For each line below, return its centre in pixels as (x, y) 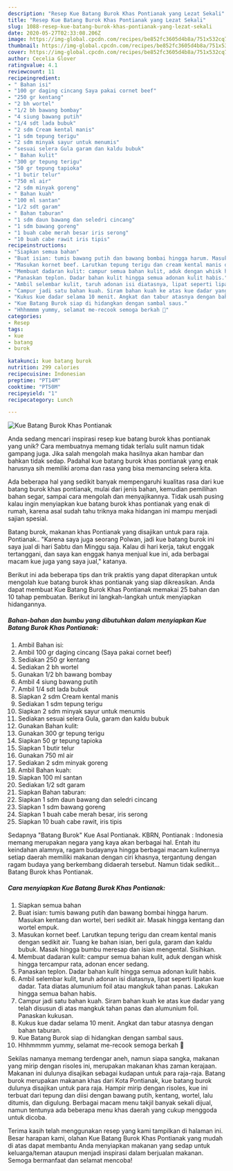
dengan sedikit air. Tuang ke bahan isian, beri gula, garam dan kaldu (115, 942)
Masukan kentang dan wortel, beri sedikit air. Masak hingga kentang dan (121, 920)
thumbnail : (24, 46)
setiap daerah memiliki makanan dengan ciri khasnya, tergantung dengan (112, 857)
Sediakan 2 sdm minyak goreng (63, 763)
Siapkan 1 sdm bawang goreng (62, 807)
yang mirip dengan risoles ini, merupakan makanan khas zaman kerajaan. (112, 1066)
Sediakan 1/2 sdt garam (52, 785)
